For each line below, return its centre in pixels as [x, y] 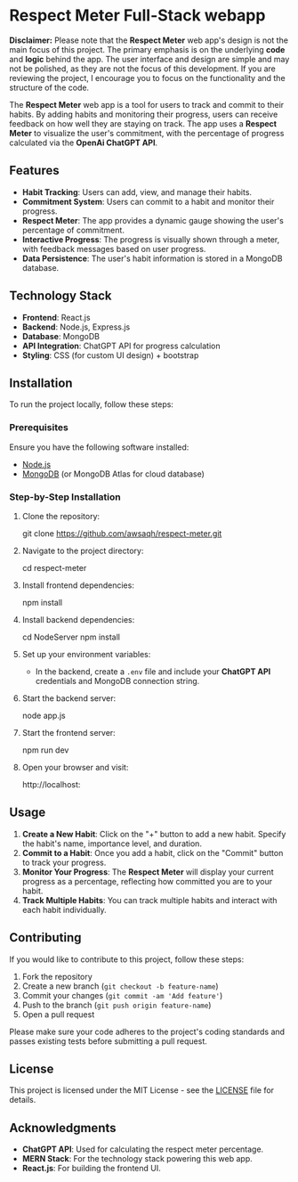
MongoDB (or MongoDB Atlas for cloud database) [113, 474]
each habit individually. [64, 909]
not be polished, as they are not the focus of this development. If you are [142, 69]
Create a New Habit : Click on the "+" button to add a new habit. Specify [154, 834]
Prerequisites [39, 428]
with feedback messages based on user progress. [114, 249]
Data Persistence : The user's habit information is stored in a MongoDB [152, 258]
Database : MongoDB [61, 336]
